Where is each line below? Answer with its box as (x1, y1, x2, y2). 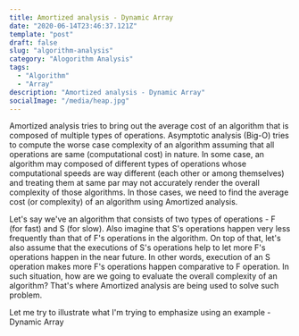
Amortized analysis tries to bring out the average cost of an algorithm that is (9, 121, 289, 131)
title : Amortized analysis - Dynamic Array (9, 13, 174, 22)
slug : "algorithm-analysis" (9, 46, 114, 55)
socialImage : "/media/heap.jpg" (9, 96, 129, 105)
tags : (9, 63, 29, 72)
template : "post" (9, 29, 74, 38)
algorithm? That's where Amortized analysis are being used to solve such (9, 281, 279, 291)
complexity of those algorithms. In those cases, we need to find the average (9, 187, 289, 197)
